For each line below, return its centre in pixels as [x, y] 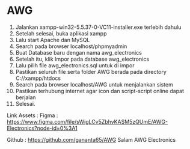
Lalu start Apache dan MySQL [53, 40]
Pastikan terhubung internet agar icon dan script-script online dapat [100, 91]
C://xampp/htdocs [38, 78]
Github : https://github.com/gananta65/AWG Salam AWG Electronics [91, 139]
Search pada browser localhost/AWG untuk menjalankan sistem [94, 84]
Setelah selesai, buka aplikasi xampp [61, 33]
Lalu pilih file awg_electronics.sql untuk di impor [75, 65]
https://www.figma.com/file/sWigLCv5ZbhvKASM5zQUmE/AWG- [87, 121]
